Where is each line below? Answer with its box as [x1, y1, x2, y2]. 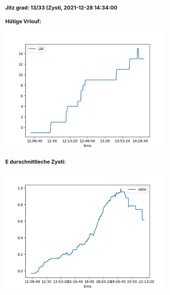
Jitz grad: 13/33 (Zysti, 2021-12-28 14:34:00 [5, 4, 118, 11]
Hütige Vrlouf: [5, 17, 42, 24]
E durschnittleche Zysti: [5, 158, 66, 165]
